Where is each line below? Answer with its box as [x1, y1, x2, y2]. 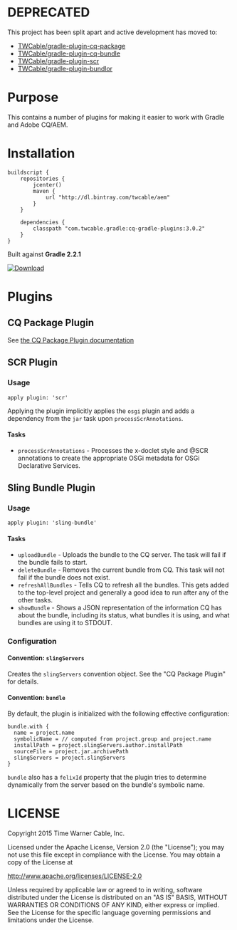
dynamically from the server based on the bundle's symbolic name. [7, 780, 205, 789]
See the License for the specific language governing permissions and [7, 908, 211, 916]
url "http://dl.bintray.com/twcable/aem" [45, 194, 171, 201]
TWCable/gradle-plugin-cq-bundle [17, 49, 121, 58]
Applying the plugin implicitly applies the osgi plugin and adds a [7, 407, 195, 415]
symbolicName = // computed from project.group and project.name [14, 735, 212, 743]
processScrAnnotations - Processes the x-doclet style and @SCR [17, 446, 209, 454]
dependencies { [20, 219, 65, 226]
